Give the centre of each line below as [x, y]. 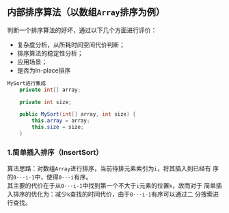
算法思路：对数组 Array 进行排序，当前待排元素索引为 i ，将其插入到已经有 [109, 168]
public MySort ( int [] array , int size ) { [78, 114]
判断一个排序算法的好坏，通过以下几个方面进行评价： [82, 30]
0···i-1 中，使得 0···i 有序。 [53, 177]
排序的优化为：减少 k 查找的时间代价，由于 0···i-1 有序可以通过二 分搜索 [113, 195]
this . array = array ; [61, 121]
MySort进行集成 [27, 83]
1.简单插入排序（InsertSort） [55, 152]
